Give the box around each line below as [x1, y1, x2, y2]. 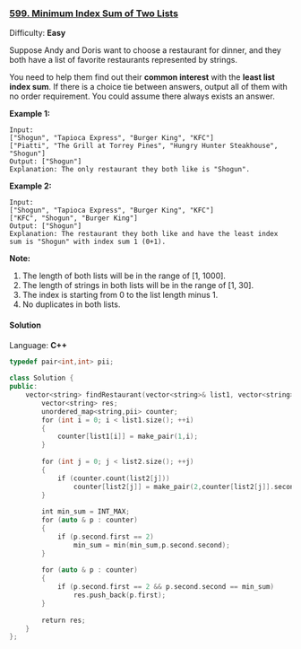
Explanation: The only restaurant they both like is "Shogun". [9, 165, 251, 174]
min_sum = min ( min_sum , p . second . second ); [73, 540, 230, 549]
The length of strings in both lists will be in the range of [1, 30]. [21, 280, 254, 291]
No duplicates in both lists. [21, 299, 121, 310]
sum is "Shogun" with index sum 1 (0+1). [9, 237, 167, 247]
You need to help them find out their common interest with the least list [9, 72, 275, 83]
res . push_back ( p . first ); [73, 591, 167, 600]
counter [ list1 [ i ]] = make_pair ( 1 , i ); [56, 432, 199, 442]
